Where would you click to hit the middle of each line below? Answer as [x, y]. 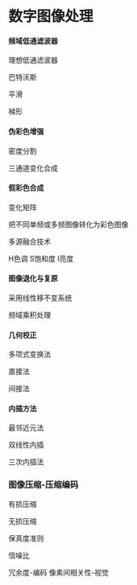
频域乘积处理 [29, 315]
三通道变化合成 [33, 168]
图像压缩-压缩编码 [44, 485]
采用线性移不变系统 [40, 298]
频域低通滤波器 [33, 40]
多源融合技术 [29, 241]
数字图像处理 [51, 16]
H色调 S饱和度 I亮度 [41, 258]
